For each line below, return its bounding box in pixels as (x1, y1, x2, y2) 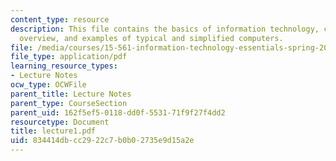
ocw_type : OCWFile (10, 80, 87, 90)
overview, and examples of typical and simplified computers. (19, 33, 284, 43)
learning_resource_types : (10, 61, 118, 71)
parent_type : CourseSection (10, 98, 128, 108)
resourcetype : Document (10, 117, 110, 127)
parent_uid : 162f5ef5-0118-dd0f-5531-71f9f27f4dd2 (10, 107, 226, 118)
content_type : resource (10, 14, 110, 25)
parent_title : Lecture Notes (10, 89, 132, 99)
